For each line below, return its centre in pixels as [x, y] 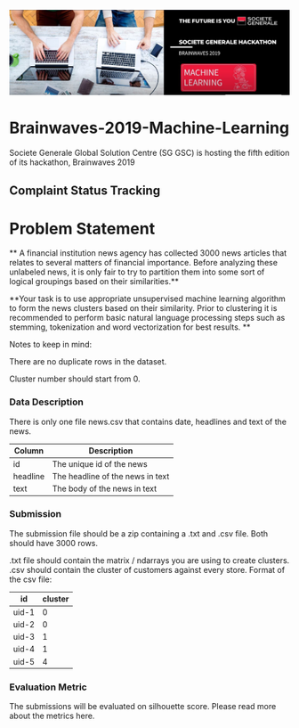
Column [29, 451]
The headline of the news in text [111, 476]
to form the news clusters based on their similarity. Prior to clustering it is [143, 308]
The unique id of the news [100, 463]
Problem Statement [82, 229]
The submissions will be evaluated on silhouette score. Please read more [143, 707]
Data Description [47, 402]
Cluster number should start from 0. [75, 379]
